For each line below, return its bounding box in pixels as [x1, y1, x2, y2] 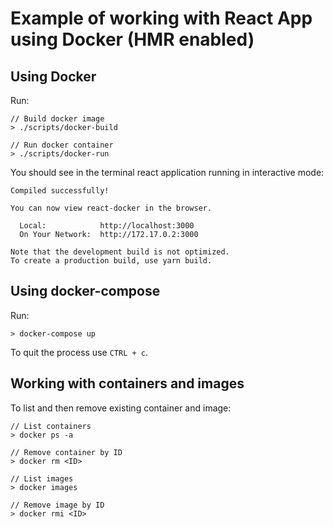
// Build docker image [10, 114, 105, 124]
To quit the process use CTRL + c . [10, 346, 148, 358]
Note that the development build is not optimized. [10, 247, 230, 257]
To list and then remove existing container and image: [10, 402, 232, 414]
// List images [10, 473, 74, 484]
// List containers [10, 421, 92, 431]
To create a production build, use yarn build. [10, 256, 213, 266]
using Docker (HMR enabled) [10, 28, 255, 51]
